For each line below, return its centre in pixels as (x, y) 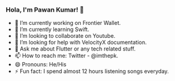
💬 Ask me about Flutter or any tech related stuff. (75, 49)
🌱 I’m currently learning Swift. (52, 29)
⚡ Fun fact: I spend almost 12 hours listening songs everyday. (92, 71)
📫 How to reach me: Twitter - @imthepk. (66, 56)
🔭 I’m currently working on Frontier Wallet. (68, 23)
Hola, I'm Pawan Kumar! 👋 (45, 10)
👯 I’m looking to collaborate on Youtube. (65, 36)
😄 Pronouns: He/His (40, 65)
